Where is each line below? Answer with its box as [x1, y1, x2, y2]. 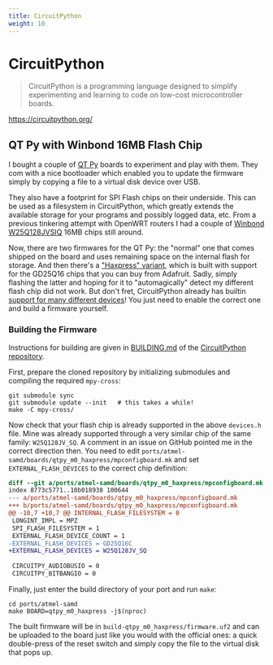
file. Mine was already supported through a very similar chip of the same [8, 428, 252, 438]
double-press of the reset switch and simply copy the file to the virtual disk [8, 638, 260, 648]
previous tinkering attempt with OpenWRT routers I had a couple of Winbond [8, 219, 265, 229]
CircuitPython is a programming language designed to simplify [28, 81, 238, 91]
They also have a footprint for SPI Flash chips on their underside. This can [8, 193, 256, 203]
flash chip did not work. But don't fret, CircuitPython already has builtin [8, 287, 246, 296]
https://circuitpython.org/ [8, 115, 93, 125]
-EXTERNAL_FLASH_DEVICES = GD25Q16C [8, 539, 132, 548]
